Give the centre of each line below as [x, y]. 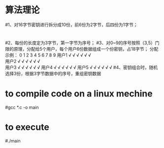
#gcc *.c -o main [22, 107]
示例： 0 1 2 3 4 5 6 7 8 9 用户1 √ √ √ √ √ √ [48, 55]
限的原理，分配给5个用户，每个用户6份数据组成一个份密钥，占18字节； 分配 [82, 49]
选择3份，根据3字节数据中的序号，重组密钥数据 [53, 74]
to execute [27, 127]
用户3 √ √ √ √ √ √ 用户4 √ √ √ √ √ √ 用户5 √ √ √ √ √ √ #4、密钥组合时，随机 [82, 67]
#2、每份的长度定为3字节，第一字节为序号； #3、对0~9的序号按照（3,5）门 [82, 43]
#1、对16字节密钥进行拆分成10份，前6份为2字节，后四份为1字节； [71, 25]
